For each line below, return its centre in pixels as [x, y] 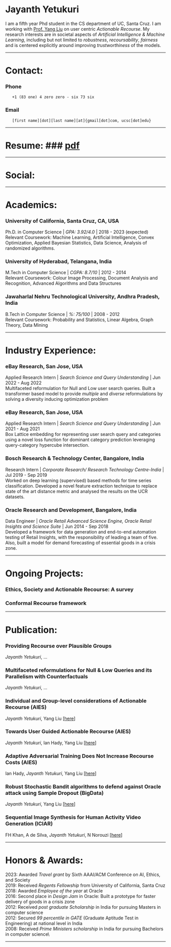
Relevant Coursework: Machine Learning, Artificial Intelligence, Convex [80, 237]
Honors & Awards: [44, 860]
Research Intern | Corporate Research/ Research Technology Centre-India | [85, 469]
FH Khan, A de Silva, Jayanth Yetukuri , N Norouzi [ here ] [64, 835]
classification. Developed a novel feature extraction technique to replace [81, 485]
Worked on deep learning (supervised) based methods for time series [78, 480]
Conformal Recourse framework [46, 603]
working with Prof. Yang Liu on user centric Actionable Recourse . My [78, 29]
